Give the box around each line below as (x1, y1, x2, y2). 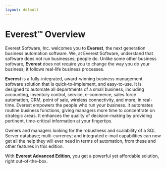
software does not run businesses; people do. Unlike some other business (5, 56, 157, 61)
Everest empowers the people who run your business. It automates (16, 102, 153, 108)
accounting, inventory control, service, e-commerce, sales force (5, 91, 137, 97)
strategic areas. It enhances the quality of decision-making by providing (5, 113, 152, 118)
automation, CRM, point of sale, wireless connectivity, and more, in (5, 97, 142, 103)
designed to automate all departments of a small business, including (5, 86, 145, 92)
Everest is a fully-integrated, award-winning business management (5, 75, 143, 82)
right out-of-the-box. (5, 158, 48, 164)
